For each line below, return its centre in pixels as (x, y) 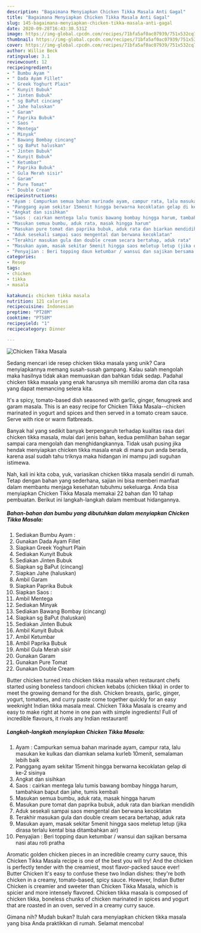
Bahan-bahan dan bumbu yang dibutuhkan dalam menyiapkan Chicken (98, 514)
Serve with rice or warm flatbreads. (50, 419)
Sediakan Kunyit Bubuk (44, 554)
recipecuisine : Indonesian (40, 307)
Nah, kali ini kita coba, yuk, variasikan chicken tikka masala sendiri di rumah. (101, 474)
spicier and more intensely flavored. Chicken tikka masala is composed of (98, 892)
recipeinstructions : (33, 195)
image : (15, 34)
